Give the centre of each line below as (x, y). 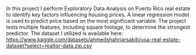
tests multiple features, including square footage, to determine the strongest (98, 27)
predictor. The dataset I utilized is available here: (65, 33)
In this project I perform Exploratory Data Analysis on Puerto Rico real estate (98, 8)
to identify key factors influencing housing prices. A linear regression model (98, 15)
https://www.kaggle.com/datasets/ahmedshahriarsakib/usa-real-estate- (93, 39)
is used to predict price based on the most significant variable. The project (96, 21)
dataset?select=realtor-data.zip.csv (49, 46)
